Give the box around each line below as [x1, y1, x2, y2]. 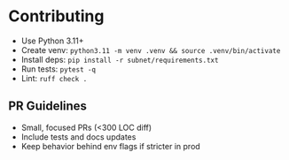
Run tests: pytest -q [20, 64, 97, 74]
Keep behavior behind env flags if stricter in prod [20, 141, 200, 151]
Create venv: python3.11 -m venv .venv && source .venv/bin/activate [20, 44, 281, 55]
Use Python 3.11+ [20, 35, 84, 46]
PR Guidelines [8, 99, 88, 114]
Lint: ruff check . [20, 72, 88, 83]
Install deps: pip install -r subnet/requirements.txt [20, 54, 219, 65]
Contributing [8, 6, 105, 27]
